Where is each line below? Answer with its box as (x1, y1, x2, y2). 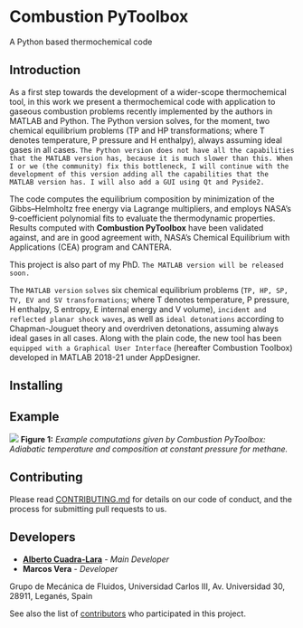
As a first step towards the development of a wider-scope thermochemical (9, 86, 287, 97)
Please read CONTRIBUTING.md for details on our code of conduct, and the (9, 493, 292, 504)
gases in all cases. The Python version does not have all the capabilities (9, 144, 295, 155)
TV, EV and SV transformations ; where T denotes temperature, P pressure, (9, 294, 289, 305)
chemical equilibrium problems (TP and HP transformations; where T (9, 125, 265, 136)
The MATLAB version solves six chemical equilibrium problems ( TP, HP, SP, (9, 284, 289, 295)
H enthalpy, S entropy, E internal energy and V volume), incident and (9, 303, 267, 314)
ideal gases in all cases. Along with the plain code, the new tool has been (9, 332, 282, 343)
